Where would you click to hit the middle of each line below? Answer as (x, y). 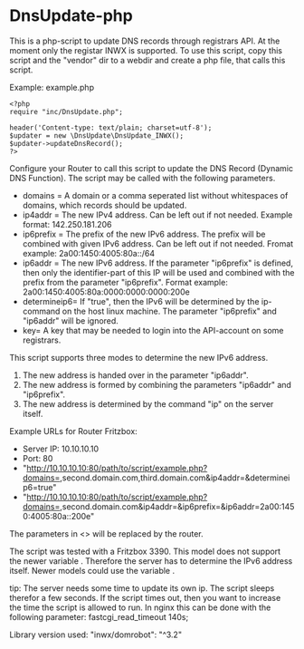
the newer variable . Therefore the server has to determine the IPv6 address (151, 561)
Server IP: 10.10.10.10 (61, 449)
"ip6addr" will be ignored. (71, 320)
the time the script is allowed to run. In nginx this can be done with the (140, 607)
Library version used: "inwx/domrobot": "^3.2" (96, 634)
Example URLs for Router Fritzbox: (73, 431)
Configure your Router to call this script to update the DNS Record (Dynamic (152, 168)
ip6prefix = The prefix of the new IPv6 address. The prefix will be (144, 234)
